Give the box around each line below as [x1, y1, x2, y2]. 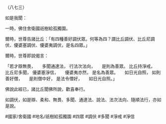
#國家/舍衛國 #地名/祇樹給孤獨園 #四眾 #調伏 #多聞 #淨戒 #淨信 [5, 114, 135, 119]
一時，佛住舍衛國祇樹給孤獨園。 [5, 25, 70, 31]
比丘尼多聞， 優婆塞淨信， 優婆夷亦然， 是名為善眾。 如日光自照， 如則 [5, 69, 161, 75]
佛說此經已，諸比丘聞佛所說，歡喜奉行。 [5, 86, 88, 92]
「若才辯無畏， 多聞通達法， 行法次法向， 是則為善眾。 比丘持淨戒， [5, 63, 153, 69]
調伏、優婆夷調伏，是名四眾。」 [26, 42, 90, 48]
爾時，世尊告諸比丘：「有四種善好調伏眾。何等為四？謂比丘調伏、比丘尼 [5, 36, 151, 42]
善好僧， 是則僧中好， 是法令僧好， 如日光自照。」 [5, 76, 117, 81]
